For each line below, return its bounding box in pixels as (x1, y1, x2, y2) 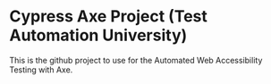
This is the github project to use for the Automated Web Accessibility (9, 55, 263, 65)
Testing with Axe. (9, 64, 73, 75)
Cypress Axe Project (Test (9, 6, 208, 27)
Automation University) (9, 25, 188, 46)
